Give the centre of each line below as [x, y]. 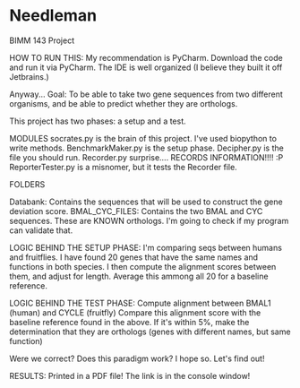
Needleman [53, 16]
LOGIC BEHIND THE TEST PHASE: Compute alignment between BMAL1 [140, 303]
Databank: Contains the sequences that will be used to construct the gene [146, 202]
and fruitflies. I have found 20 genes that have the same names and [133, 257]
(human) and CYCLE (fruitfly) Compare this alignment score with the [135, 312]
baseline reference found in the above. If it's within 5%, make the [129, 322]
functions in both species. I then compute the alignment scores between [143, 266]
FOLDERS [27, 184]
